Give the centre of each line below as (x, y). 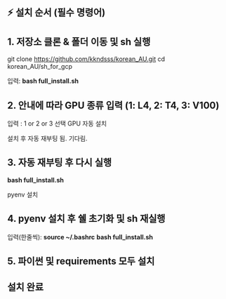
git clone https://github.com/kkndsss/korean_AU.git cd (86, 59)
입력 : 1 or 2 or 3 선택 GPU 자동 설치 (57, 124)
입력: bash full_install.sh (43, 81)
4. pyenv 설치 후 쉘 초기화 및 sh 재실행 (86, 219)
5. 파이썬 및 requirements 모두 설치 (81, 261)
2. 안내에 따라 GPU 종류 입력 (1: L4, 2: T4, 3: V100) (113, 105)
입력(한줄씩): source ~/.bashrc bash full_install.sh (80, 237)
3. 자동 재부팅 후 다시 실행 (60, 162)
